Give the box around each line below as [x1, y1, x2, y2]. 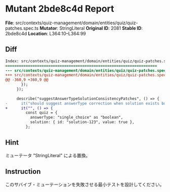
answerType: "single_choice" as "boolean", [30, 115, 123, 120]
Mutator [39, 25, 57, 31]
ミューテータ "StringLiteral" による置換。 [5, 152, 91, 158]
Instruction [5, 167, 41, 176]
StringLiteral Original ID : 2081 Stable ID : [59, 25, 143, 31]
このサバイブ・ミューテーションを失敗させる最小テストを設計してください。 [5, 181, 164, 187]
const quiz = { [25, 110, 58, 115]
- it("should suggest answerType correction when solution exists [5, 101, 159, 106]
